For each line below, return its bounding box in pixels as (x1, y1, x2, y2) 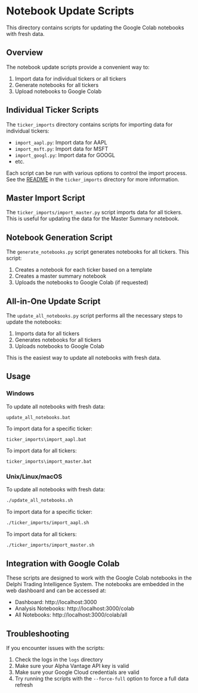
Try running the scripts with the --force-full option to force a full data (14, 675, 189, 682)
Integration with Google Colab (6, 559, 120, 568)
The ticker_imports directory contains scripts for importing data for (6, 121, 173, 128)
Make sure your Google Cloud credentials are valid (14, 669, 140, 676)
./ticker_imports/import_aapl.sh (6, 519, 89, 526)
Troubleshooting (6, 629, 70, 639)
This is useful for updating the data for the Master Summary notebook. (6, 215, 180, 222)
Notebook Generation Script (6, 232, 113, 242)
